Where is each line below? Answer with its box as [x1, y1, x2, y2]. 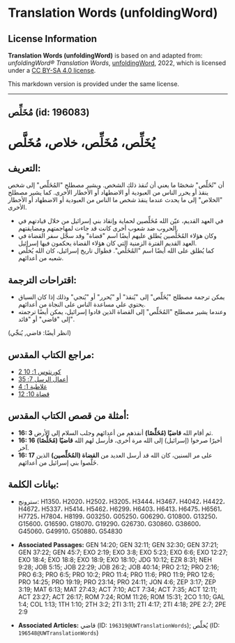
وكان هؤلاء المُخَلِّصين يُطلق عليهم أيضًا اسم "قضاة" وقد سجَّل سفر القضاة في [17, 232, 217, 240]
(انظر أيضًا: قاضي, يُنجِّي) [8, 329, 72, 337]
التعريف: [8, 162, 41, 174]
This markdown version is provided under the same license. [8, 80, 180, 88]
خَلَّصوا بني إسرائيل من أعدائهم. [17, 458, 99, 467]
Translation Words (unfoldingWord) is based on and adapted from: [8, 51, 203, 59]
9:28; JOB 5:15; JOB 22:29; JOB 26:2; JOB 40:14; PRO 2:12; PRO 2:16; [17, 563, 220, 571]
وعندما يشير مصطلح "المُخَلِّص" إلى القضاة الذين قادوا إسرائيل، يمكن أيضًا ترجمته [17, 308, 227, 316]
